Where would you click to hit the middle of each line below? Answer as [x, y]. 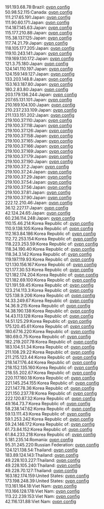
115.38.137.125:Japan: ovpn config [38, 38]
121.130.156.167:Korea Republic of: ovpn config [51, 264]
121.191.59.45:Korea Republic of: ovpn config [49, 285]
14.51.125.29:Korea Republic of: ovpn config [48, 321]
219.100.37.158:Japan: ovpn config [39, 136]
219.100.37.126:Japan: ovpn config [39, 131]
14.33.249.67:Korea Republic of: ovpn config [49, 301]
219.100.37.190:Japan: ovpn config [39, 161]
